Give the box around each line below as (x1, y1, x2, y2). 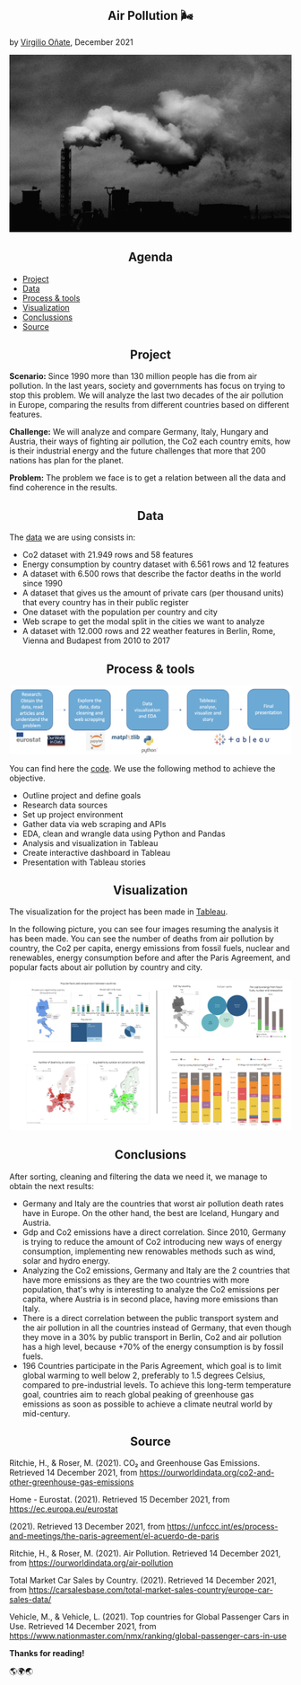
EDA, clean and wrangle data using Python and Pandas (21, 828, 226, 839)
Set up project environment (21, 808, 124, 820)
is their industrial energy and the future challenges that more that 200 (9, 446, 266, 456)
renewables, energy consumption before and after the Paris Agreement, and (9, 952, 291, 964)
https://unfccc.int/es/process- (167, 1522, 279, 1532)
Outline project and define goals (21, 790, 142, 800)
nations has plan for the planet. (9, 455, 124, 466)
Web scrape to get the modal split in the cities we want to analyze (21, 616, 266, 627)
